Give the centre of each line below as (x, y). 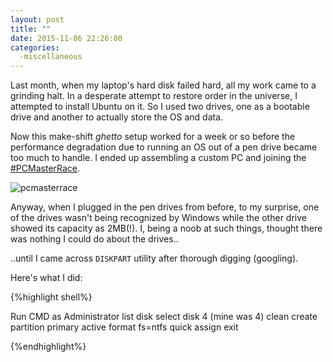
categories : (35, 47)
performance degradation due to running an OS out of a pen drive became (164, 147)
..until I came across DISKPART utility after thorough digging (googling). (154, 258)
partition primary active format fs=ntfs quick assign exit (124, 327)
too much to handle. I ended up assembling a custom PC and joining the (158, 158)
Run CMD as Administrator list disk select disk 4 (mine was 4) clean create (164, 317)
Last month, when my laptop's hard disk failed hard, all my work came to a (163, 85)
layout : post (37, 19)
